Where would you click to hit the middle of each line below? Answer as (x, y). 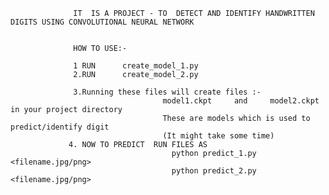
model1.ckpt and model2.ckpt (241, 101)
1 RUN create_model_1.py (136, 66)
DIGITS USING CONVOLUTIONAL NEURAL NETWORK (102, 22)
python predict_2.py (214, 171)
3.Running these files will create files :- (167, 92)
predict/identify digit (60, 127)
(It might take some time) (218, 136)
